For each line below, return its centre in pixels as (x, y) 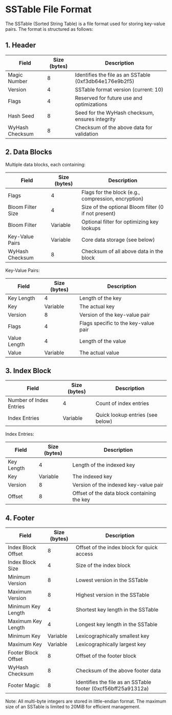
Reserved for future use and (109, 98)
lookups (91, 228)
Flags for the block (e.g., (111, 192)
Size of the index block (103, 566)
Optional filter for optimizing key (120, 222)
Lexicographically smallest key (113, 636)
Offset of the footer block (106, 656)
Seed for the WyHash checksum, (115, 112)
